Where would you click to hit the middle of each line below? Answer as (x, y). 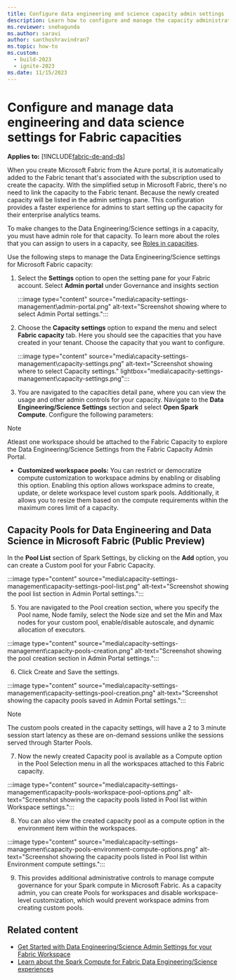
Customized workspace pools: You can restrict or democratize (109, 471)
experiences (35, 969)
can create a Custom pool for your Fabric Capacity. (81, 566)
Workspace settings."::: (41, 807)
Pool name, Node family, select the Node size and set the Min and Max (120, 615)
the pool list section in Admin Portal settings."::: (76, 594)
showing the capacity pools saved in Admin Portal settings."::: (97, 700)
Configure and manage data (91, 107)
